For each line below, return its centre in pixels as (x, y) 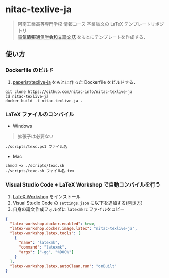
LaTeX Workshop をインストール (46, 197)
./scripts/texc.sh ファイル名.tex (40, 171)
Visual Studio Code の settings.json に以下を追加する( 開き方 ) (78, 203)
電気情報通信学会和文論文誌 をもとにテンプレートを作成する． (83, 37)
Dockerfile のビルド (29, 70)
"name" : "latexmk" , (39, 242)
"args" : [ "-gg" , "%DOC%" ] (46, 252)
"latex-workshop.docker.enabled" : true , (53, 224)
